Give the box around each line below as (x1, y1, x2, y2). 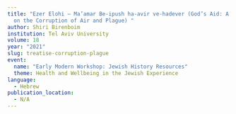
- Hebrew (13, 83, 40, 90)
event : (7, 57, 27, 64)
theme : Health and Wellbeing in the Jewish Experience (13, 69, 179, 76)
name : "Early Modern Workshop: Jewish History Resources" (13, 63, 189, 70)
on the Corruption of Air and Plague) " (13, 17, 134, 24)
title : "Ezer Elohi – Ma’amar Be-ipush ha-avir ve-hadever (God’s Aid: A (7, 10, 230, 18)
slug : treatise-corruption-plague (7, 50, 110, 57)
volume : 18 (7, 37, 40, 44)
